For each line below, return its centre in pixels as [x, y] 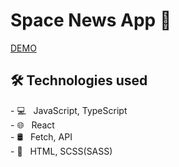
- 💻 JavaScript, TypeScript [69, 110]
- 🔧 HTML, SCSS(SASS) [61, 151]
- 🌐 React [32, 125]
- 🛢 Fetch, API [41, 136]
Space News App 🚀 [91, 20]
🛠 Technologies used [79, 80]
